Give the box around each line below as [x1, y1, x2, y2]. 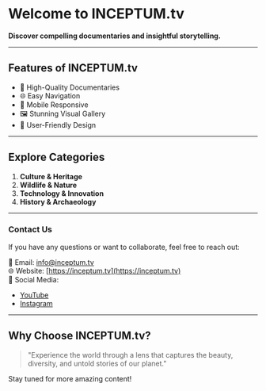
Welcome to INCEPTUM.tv [8, 5, 184, 23]
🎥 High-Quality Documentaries [19, 82, 120, 92]
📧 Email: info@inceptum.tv [8, 257, 95, 266]
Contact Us [8, 224, 53, 235]
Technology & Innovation [19, 188, 104, 198]
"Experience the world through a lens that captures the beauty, [27, 350, 234, 359]
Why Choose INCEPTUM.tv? [8, 329, 151, 343]
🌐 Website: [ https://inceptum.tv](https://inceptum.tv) [8, 266, 181, 275]
